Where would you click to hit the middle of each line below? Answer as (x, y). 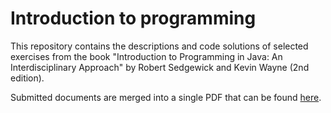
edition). (27, 78)
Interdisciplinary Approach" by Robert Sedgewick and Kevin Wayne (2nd (160, 67)
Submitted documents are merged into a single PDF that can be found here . (166, 97)
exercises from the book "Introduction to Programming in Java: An (146, 56)
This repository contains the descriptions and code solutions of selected (159, 46)
